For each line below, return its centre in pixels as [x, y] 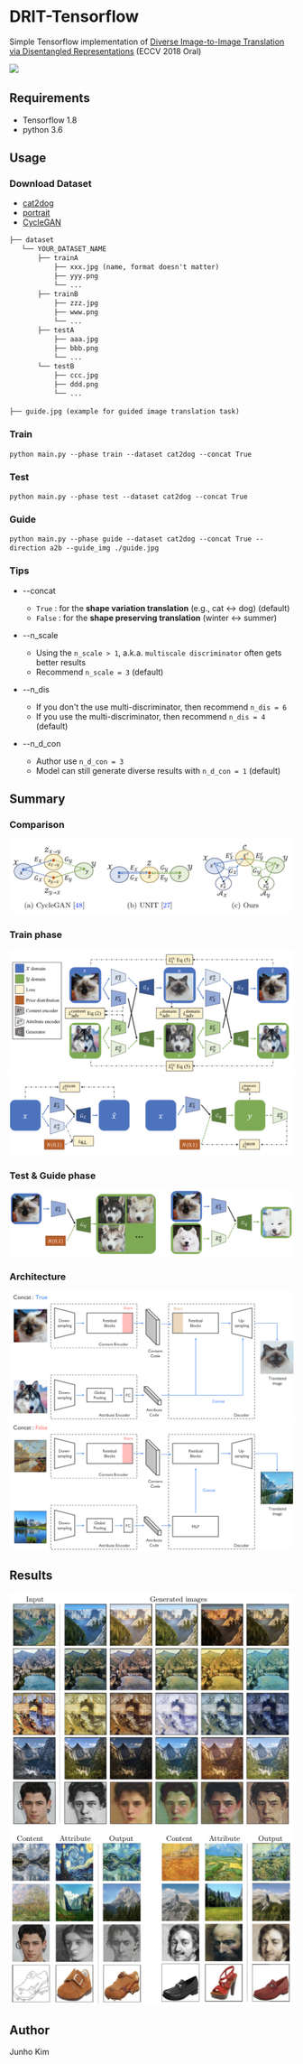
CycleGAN [41, 222]
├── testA [56, 330]
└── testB [56, 367]
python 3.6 [42, 129]
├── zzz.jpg [76, 303]
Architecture [38, 1277]
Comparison [37, 824]
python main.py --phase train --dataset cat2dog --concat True [131, 454]
